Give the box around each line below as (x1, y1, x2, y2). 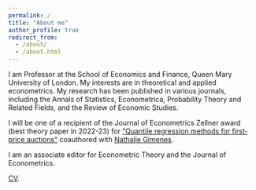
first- (232, 126, 248, 136)
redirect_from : (8, 33, 58, 42)
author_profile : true (8, 26, 80, 34)
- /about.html (15, 48, 61, 56)
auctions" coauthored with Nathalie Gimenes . (26, 135, 174, 144)
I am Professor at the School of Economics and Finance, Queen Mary (8, 70, 232, 79)
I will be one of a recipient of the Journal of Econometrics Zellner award (8, 119, 241, 127)
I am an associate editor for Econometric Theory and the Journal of (8, 150, 227, 159)
